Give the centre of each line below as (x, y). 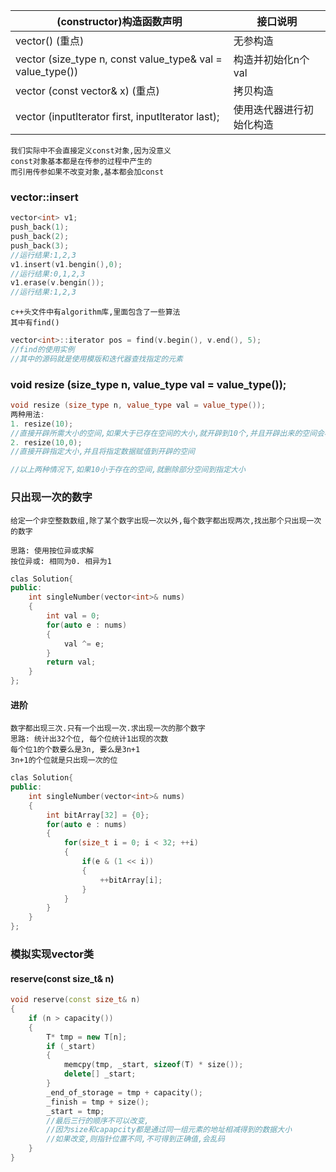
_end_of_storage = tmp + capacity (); (124, 1092)
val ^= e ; (84, 644)
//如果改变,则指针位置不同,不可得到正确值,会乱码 (135, 1139)
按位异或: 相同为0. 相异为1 (61, 561)
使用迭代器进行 (268, 109)
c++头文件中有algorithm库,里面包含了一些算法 (95, 312)
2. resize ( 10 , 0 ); (46, 442)
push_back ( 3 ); (40, 245)
